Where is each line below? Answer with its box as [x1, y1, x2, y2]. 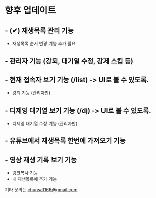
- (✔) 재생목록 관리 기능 [5, 26, 74, 35]
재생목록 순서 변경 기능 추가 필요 [12, 41, 76, 46]
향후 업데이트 [5, 5, 56, 16]
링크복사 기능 [12, 170, 38, 176]
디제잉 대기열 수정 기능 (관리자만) [12, 121, 78, 127]
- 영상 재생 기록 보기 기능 [5, 155, 77, 164]
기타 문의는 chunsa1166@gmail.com [5, 187, 78, 193]
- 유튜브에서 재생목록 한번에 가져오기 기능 [5, 137, 126, 145]
